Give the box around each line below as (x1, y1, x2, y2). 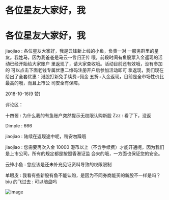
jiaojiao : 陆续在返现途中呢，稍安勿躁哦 (5, 134, 87, 140)
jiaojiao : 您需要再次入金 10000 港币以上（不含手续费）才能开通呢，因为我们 (5, 144, 164, 150)
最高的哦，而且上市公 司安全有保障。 (5, 80, 82, 86)
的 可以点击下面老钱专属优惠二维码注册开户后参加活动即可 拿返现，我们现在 (5, 67, 164, 73)
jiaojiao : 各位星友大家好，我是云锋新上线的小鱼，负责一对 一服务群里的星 (5, 48, 159, 54)
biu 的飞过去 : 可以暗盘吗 (5, 179, 58, 185)
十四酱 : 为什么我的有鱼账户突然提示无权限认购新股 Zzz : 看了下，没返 (5, 113, 152, 119)
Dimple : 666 (5, 123, 32, 129)
